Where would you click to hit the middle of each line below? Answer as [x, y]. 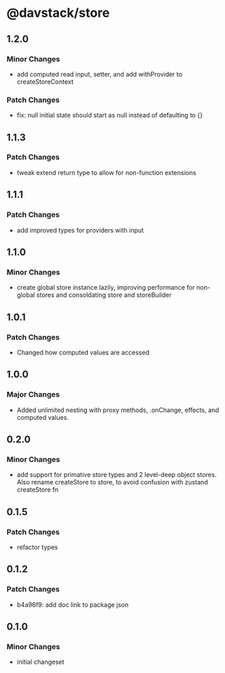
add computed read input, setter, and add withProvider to [100, 74]
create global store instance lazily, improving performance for [106, 288]
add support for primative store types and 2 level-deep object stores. [116, 475]
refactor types [37, 547]
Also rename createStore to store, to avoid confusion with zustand [112, 482]
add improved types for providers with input [80, 230]
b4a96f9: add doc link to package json [73, 604]
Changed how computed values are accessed [83, 352]
